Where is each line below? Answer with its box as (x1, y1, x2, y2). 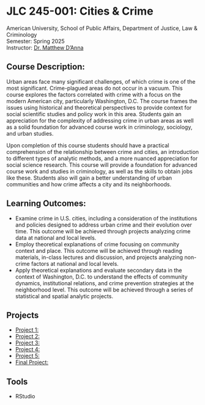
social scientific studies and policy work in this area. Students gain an (6, 110, 182, 117)
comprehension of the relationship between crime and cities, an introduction (6, 148, 199, 155)
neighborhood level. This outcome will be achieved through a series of (15, 286, 193, 293)
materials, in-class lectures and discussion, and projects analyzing (15, 254, 184, 261)
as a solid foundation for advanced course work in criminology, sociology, (6, 123, 193, 131)
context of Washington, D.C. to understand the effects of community (15, 273, 188, 280)
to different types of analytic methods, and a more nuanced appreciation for (6, 155, 198, 162)
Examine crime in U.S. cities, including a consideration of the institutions (15, 214, 198, 222)
